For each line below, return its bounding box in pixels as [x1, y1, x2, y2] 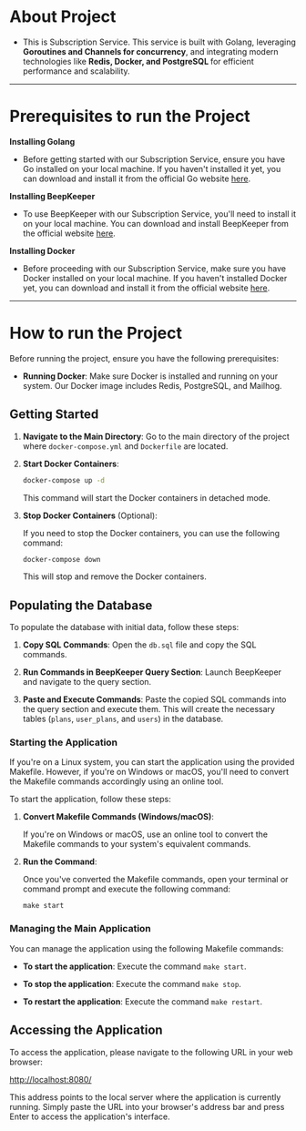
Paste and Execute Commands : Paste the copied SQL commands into [22, 694, 287, 705]
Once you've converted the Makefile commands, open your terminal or [22, 874, 289, 885]
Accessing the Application [9, 1023, 163, 1038]
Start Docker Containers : [22, 458, 120, 469]
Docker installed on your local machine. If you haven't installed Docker [22, 272, 288, 283]
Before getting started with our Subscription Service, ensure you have [22, 153, 285, 165]
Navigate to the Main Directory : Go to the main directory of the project [22, 431, 290, 442]
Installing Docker [9, 245, 76, 256]
